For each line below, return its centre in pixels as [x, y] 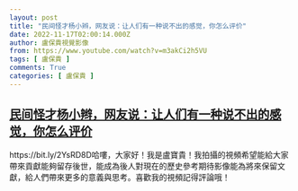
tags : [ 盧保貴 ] [40, 59]
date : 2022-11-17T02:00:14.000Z [70, 34]
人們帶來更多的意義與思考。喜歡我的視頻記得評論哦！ [131, 177]
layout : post [34, 17]
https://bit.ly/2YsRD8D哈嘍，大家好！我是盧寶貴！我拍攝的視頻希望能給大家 [149, 154]
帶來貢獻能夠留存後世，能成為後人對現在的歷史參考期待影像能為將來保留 [143, 166]
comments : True [38, 68]
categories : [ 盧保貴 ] [52, 76]
